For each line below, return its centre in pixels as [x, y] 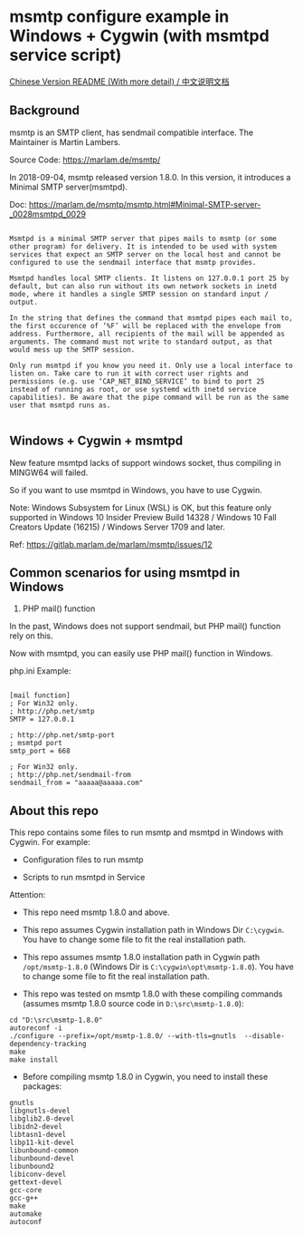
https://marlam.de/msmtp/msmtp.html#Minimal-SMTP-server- [145, 204]
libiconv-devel [38, 1175]
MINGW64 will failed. [49, 472]
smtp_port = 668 [40, 751]
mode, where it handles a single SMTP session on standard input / [139, 294]
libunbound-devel [42, 1159]
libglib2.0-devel [42, 1119]
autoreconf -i [36, 1028]
